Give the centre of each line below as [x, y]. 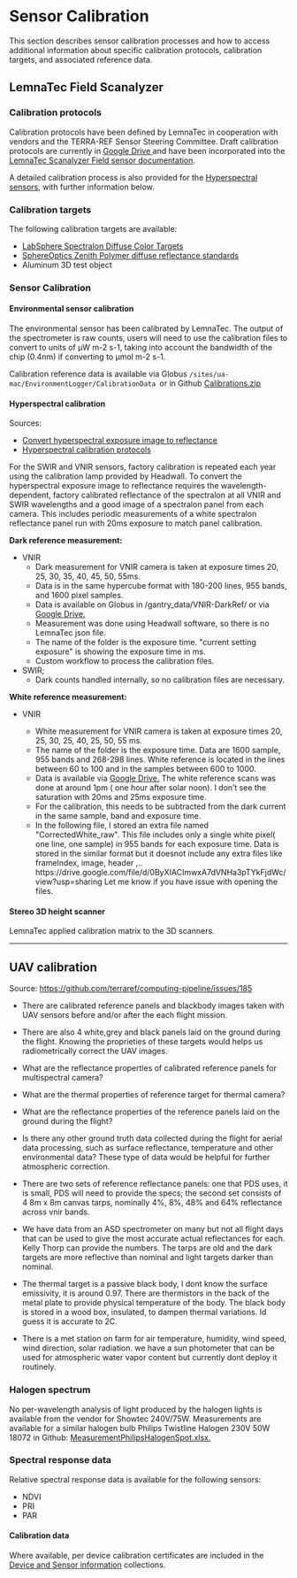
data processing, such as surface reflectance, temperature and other [148, 1148]
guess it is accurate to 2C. [69, 1321]
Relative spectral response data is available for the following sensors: [135, 1479]
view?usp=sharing [69, 881]
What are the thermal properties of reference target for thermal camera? [153, 1095]
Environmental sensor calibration [72, 309]
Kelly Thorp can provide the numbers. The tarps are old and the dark [147, 1248]
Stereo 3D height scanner [57, 911]
